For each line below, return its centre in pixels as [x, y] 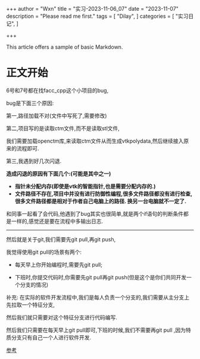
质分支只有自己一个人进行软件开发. [49, 337]
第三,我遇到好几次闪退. [34, 161]
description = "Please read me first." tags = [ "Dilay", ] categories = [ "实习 [97, 16]
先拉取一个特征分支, [31, 304]
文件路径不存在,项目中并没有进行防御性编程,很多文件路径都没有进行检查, [103, 193]
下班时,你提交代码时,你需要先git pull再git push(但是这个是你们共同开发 [101, 277]
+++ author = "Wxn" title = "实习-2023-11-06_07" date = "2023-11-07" [92, 9]
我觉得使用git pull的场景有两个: [44, 252]
